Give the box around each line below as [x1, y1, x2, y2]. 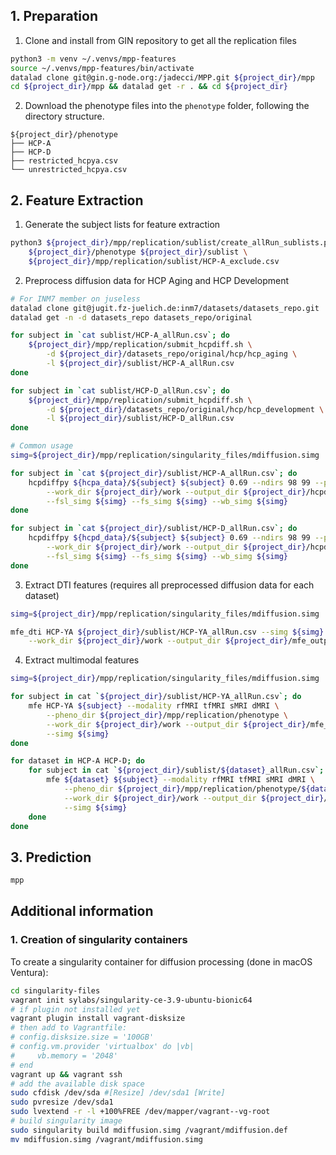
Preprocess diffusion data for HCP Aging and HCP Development [24, 274, 289, 286]
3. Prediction [10, 849, 92, 866]
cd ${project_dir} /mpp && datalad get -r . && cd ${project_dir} [10, 82, 288, 92]
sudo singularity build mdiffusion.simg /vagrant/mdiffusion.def [10, 1125, 288, 1135]
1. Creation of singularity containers [10, 933, 188, 947]
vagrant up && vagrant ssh [10, 1069, 123, 1079]
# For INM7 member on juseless [10, 294, 141, 304]
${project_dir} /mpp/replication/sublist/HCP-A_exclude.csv [28, 256, 280, 266]
